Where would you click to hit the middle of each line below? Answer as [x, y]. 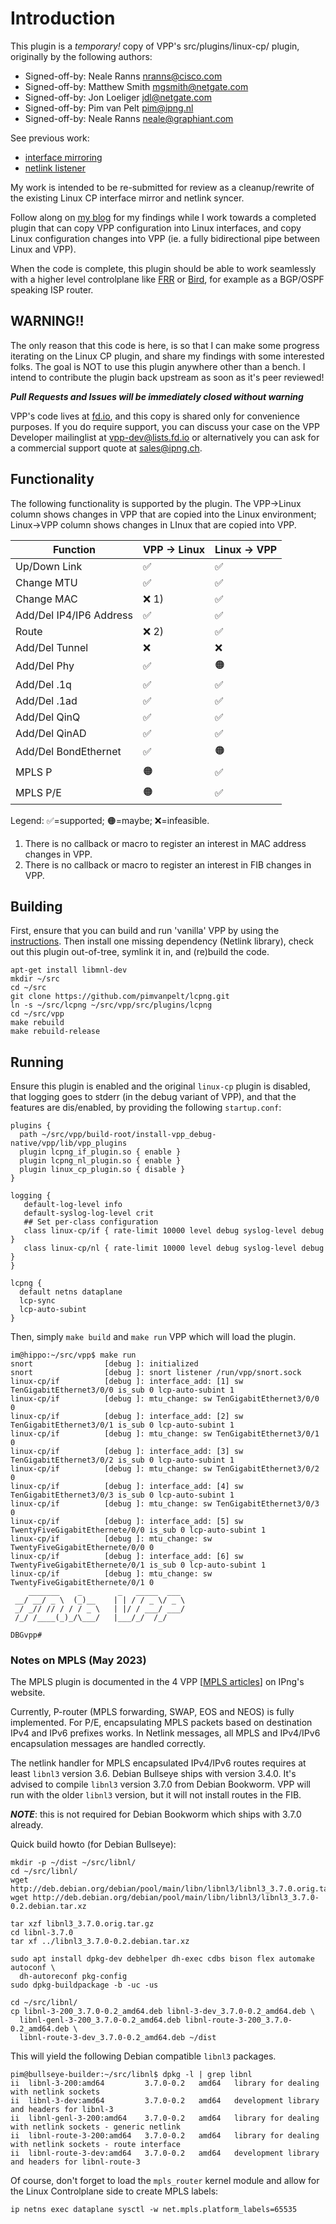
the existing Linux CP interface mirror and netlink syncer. [127, 198]
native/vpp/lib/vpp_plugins [69, 1143]
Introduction [63, 18]
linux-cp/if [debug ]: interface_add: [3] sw [127, 1452]
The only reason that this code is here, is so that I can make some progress [165, 345]
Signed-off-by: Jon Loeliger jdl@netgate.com [118, 97]
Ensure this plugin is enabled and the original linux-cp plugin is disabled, [160, 1086]
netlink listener [55, 168]
